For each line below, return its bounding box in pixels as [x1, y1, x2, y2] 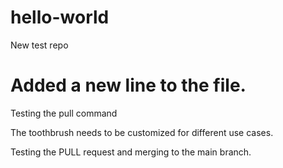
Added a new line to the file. [10, 74, 247, 97]
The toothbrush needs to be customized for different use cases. [10, 126, 274, 138]
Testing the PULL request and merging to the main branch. [10, 146, 252, 158]
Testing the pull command [10, 107, 118, 119]
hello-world [10, 6, 110, 29]
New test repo [10, 39, 69, 51]
